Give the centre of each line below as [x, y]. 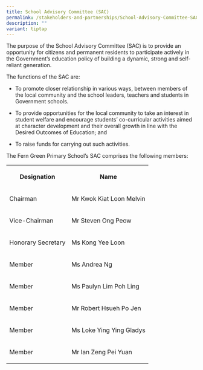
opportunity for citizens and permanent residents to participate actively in [98, 53]
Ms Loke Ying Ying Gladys [109, 330]
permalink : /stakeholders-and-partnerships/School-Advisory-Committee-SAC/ [104, 18]
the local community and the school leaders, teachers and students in [102, 95]
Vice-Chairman [31, 221]
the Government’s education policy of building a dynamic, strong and [92, 59]
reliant [14, 65]
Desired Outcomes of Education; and [61, 132]
